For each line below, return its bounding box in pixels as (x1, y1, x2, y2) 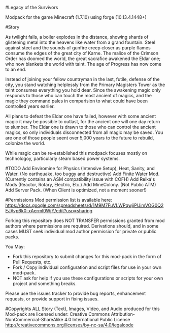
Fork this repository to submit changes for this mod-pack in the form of (12, 254, 162, 259)
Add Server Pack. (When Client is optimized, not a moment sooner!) (5, 187, 147, 193)
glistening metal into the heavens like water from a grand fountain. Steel (5, 39, 156, 45)
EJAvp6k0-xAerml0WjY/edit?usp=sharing (5, 208, 93, 213)
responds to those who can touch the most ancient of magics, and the (5, 93, 152, 98)
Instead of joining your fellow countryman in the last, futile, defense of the (5, 76, 160, 82)
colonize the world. (5, 140, 46, 146)
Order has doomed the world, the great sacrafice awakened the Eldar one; (5, 55, 161, 62)
